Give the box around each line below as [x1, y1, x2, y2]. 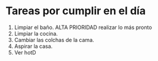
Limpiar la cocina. [14, 30, 58, 37]
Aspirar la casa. [14, 43, 53, 50]
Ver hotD [14, 49, 36, 56]
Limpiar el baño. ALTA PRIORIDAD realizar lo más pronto [14, 24, 153, 31]
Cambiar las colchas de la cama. [14, 36, 95, 43]
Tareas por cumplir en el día [5, 4, 146, 18]
